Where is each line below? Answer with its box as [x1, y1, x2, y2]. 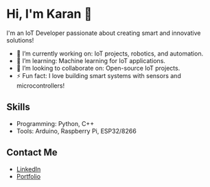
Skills [6, 101, 30, 113]
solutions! [6, 36, 34, 44]
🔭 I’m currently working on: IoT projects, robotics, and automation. [16, 49, 204, 58]
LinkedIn [16, 164, 41, 173]
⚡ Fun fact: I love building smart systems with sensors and [16, 71, 181, 79]
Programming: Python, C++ [16, 119, 94, 127]
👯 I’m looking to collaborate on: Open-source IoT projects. [16, 64, 180, 72]
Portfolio [16, 172, 41, 180]
